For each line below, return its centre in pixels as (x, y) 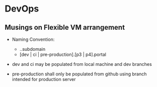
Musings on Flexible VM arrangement (65, 27)
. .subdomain (32, 49)
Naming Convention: (33, 39)
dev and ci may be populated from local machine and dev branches (82, 64)
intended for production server (44, 79)
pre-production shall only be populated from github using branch (79, 74)
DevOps (22, 9)
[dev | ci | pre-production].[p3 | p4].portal (63, 54)
